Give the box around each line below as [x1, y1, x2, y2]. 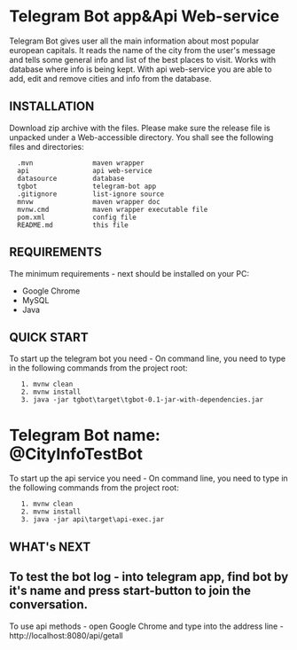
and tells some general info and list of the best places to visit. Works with [9, 54, 277, 65]
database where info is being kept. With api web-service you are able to [9, 64, 272, 74]
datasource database [17, 174, 125, 183]
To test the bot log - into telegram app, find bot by [9, 569, 289, 584]
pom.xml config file [17, 213, 137, 222]
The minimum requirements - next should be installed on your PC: [9, 268, 250, 278]
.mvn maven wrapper [17, 158, 145, 168]
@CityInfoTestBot [9, 443, 144, 464]
